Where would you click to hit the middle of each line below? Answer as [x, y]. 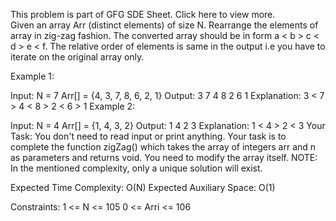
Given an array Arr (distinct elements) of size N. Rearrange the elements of [164, 25]
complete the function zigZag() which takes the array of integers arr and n [163, 147]
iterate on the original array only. [77, 57]
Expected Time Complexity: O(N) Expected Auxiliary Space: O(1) [143, 187]
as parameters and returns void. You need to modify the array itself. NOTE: [164, 157]
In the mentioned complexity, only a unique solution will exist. [136, 168]
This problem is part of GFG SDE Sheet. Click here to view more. [143, 14]
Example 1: [32, 76]
